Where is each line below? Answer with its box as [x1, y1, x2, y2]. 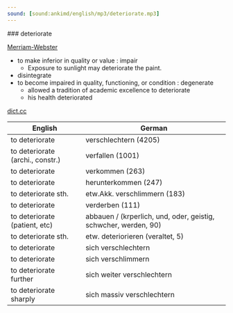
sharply [10, 294, 35, 303]
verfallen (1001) [85, 150, 140, 160]
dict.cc [7, 106, 27, 115]
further [10, 274, 33, 284]
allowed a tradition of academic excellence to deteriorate [27, 86, 191, 94]
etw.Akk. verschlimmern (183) [85, 188, 185, 198]
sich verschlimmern [85, 254, 150, 264]
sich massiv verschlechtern [85, 289, 175, 299]
